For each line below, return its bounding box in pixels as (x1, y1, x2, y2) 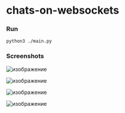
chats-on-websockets (6, 4, 120, 17)
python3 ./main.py (6, 38, 52, 45)
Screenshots (6, 52, 44, 60)
